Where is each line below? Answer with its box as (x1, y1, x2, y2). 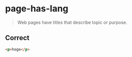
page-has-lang (5, 3, 68, 14)
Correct (5, 34, 30, 42)
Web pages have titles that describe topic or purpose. (17, 19, 128, 25)
